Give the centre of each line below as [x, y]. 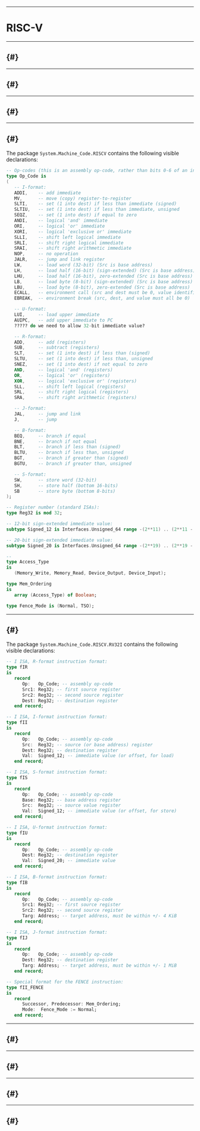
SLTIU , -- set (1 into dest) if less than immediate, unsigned [97, 210]
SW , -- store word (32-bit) [55, 480]
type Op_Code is [26, 176]
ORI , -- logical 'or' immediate [60, 226]
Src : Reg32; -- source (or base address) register [87, 744]
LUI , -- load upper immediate [57, 315]
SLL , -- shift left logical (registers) [70, 387]
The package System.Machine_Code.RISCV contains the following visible [93, 154]
